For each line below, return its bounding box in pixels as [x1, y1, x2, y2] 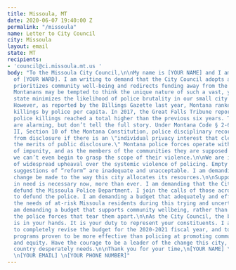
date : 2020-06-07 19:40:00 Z [7, 17, 93, 24]
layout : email [7, 43, 49, 50]
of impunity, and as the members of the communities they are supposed [13, 148, 228, 155]
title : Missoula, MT [7, 10, 68, 18]
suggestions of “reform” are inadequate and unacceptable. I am [13, 167, 206, 174]
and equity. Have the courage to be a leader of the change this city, [13, 239, 228, 246]
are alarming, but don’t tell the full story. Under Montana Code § [13, 121, 218, 129]
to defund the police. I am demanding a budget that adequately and [13, 193, 218, 200]
